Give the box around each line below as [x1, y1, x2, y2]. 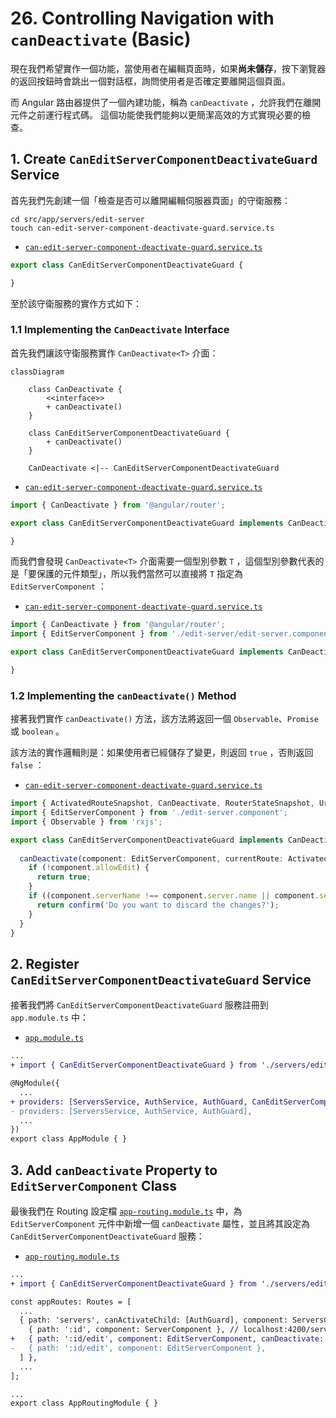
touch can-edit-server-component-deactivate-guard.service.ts [10, 223, 275, 233]
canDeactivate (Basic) [10, 28, 192, 51]
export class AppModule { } [10, 1134, 128, 1144]
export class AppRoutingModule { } [10, 1398, 159, 1409]
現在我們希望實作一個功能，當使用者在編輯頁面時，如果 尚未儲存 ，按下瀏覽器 [10, 62, 326, 74]
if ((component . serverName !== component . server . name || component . [28, 891, 320, 901]
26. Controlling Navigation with [10, 7, 275, 30]
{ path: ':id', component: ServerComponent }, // [28, 1325, 240, 1335]
